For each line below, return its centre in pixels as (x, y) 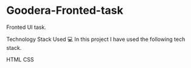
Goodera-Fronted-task (65, 11)
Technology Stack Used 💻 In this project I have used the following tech (96, 39)
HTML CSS (20, 59)
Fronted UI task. (26, 27)
